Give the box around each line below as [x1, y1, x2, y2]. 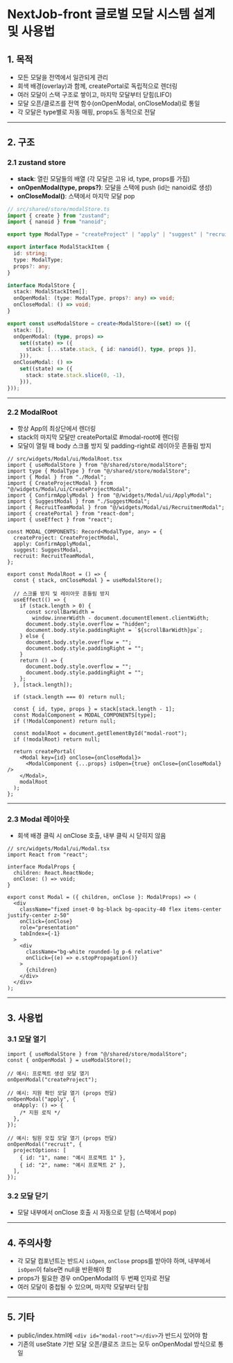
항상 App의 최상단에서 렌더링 [17, 424, 96, 432]
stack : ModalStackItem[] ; [13, 289, 89, 295]
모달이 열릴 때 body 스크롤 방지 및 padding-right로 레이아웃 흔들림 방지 [17, 441, 212, 449]
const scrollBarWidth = [25, 608, 95, 615]
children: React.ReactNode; [13, 870, 95, 877]
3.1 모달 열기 [7, 1034, 46, 1044]
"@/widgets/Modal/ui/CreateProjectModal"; [7, 486, 132, 492]
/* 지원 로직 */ [19, 1109, 61, 1116]
